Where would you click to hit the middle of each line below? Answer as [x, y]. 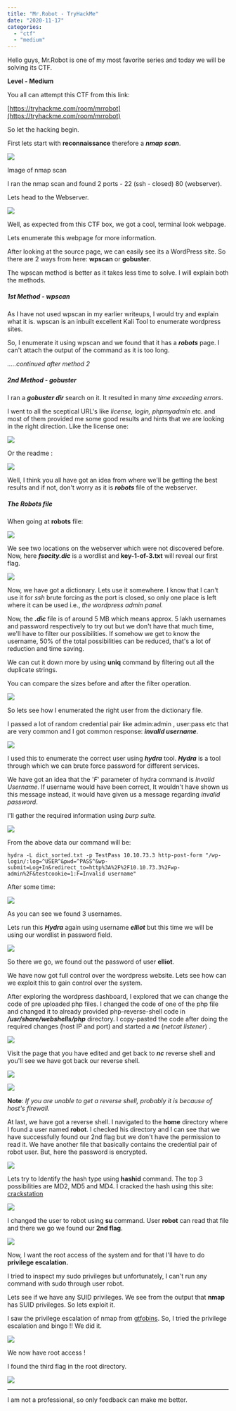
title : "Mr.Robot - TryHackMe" [53, 14]
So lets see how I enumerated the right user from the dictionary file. [105, 710]
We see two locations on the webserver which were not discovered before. [116, 548]
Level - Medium [31, 81]
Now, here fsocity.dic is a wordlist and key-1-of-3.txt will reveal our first [112, 556]
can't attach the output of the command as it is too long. [88, 350]
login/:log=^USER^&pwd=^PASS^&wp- [58, 862]
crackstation [25, 1194]
